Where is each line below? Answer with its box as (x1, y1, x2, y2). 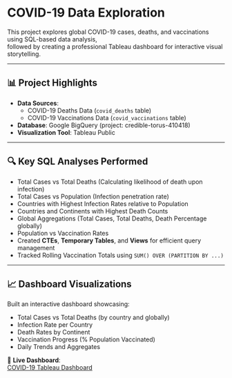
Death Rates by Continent (17, 328, 90, 337)
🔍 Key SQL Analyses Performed (7, 155, 148, 167)
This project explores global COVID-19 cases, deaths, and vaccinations (7, 28, 209, 36)
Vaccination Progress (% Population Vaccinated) (17, 335, 155, 343)
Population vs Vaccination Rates (17, 229, 109, 237)
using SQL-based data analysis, (7, 35, 98, 43)
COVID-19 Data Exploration (7, 5, 166, 21)
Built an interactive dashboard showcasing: (7, 300, 130, 308)
